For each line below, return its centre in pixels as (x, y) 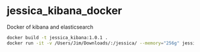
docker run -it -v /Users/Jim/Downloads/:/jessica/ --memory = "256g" (93, 43)
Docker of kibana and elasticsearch (50, 27)
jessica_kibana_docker (64, 11)
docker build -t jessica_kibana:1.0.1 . (58, 37)
